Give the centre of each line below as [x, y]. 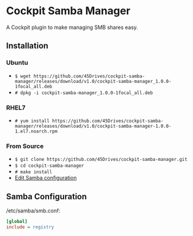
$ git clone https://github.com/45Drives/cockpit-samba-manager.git [101, 160]
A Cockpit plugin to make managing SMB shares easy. [72, 27]
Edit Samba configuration [46, 178]
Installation [27, 46]
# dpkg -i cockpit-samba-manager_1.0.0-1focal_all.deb [84, 93]
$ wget [23, 76]
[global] [17, 222]
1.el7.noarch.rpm [36, 131]
